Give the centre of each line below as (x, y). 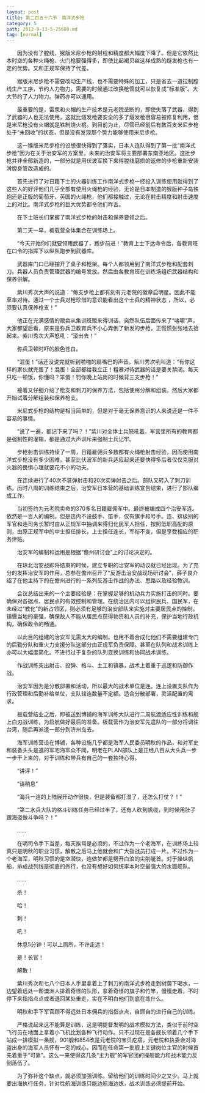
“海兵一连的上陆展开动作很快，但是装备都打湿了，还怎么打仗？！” (99, 797)
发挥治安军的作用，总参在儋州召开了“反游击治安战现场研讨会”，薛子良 (105, 573)
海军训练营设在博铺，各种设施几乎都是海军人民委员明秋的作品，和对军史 (108, 743)
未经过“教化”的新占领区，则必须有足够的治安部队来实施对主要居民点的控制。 (102, 609)
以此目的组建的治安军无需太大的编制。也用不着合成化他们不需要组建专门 (108, 637)
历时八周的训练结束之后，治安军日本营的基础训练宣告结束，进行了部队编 (108, 488)
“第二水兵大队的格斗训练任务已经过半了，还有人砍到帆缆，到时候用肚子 (106, 810)
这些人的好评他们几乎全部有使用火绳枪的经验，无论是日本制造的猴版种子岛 (100, 189)
